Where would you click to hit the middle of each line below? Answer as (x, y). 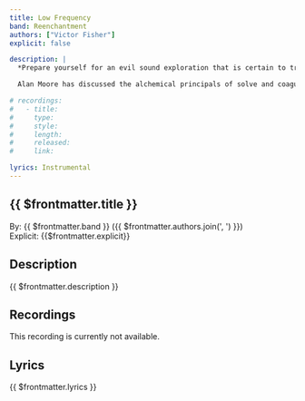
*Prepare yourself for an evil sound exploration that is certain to (152, 68)
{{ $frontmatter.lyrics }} (53, 387)
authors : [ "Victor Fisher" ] (63, 34)
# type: (32, 117)
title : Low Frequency (50, 18)
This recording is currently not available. (85, 337)
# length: (36, 134)
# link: (32, 152)
